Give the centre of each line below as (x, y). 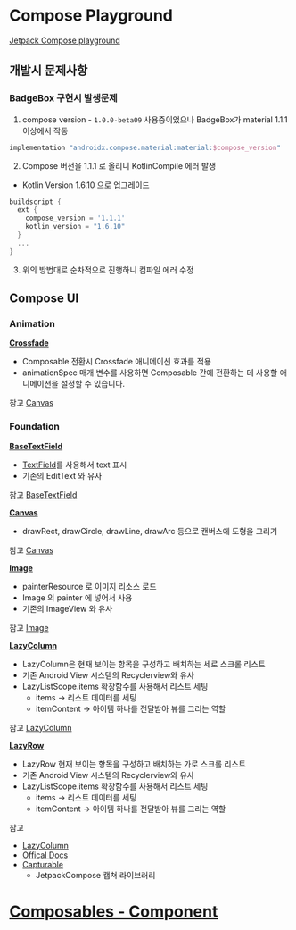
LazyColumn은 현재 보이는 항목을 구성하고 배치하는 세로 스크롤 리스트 (144, 664)
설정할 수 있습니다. (93, 384)
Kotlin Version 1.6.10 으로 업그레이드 (86, 185)
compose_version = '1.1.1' (75, 218)
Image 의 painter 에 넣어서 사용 (77, 597)
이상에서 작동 (45, 130)
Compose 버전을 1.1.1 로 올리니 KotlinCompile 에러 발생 (119, 165)
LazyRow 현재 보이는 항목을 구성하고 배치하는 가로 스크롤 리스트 (134, 764)
